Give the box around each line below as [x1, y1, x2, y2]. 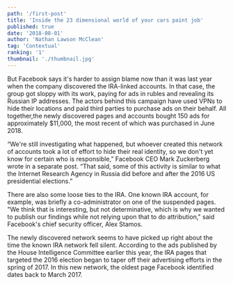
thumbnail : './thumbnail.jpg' [7, 56, 95, 63]
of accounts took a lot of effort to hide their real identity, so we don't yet [7, 147, 214, 155]
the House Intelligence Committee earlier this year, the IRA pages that [7, 248, 207, 256]
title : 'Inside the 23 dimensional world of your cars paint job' [7, 17, 204, 24]
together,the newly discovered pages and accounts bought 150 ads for [7, 111, 210, 120]
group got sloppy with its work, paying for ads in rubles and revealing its [7, 89, 214, 97]
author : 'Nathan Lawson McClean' [7, 36, 104, 43]
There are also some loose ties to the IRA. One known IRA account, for [7, 190, 209, 198]
